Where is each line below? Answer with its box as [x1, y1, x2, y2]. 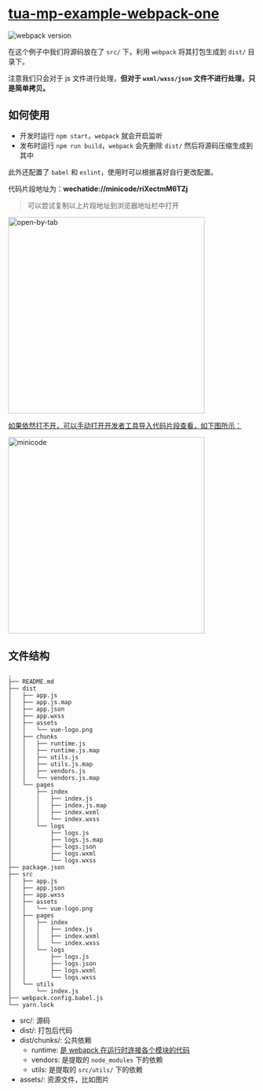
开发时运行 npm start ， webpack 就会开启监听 [19, 130, 163, 140]
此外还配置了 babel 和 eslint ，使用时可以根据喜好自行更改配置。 [8, 167, 218, 177]
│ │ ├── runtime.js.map [8, 746, 100, 755]
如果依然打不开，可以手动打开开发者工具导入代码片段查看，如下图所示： [8, 421, 242, 430]
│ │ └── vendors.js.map [8, 773, 100, 782]
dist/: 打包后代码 [19, 1025, 73, 1034]
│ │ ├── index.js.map [8, 801, 108, 810]
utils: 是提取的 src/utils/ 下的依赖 [31, 1064, 144, 1074]
